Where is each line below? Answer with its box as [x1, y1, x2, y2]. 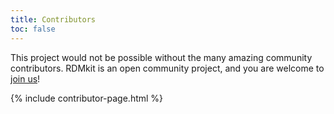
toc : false [10, 24, 56, 34]
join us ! [10, 72, 41, 85]
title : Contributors [10, 14, 97, 25]
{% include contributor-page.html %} [10, 92, 164, 104]
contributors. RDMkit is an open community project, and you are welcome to [10, 62, 325, 74]
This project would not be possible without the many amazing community [10, 51, 313, 63]
